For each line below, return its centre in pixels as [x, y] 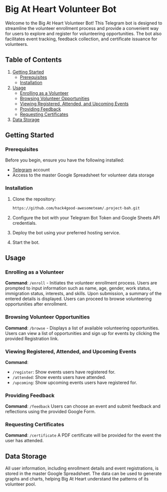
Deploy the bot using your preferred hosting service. [66, 232]
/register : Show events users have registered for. [64, 372]
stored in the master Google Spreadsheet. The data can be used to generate [83, 474]
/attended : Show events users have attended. [59, 377]
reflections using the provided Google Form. [51, 412]
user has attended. [24, 441]
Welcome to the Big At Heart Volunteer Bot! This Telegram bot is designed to [84, 23]
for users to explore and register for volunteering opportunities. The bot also [83, 33]
